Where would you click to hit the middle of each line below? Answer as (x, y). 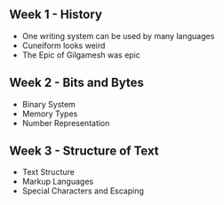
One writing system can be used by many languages (118, 35)
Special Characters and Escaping (83, 191)
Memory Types (50, 114)
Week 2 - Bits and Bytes (76, 83)
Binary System (48, 104)
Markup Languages (58, 182)
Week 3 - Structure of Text (84, 151)
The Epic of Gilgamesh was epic (81, 55)
